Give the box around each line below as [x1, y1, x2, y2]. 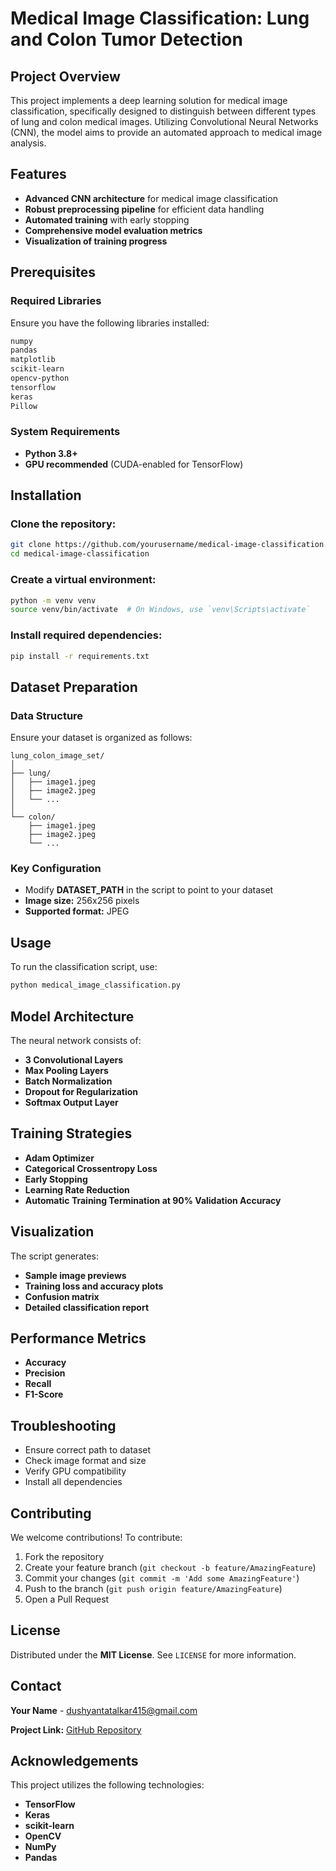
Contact [10, 1678, 62, 1695]
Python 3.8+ [24, 447, 78, 459]
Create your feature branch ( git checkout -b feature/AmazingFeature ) [24, 1562, 317, 1573]
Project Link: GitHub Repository [10, 1723, 142, 1736]
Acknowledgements [10, 1753, 139, 1770]
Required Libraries [10, 294, 102, 308]
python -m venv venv [10, 595, 97, 606]
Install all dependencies [24, 1476, 123, 1488]
